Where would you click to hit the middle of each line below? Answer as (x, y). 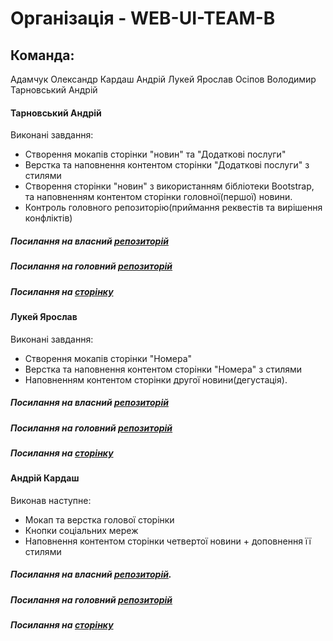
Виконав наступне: (51, 500)
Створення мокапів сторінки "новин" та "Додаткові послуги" (155, 154)
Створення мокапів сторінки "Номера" (108, 358)
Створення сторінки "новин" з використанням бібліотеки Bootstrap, (169, 186)
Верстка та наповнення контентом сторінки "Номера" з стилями (163, 369)
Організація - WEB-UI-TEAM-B (143, 18)
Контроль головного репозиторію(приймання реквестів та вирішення (173, 208)
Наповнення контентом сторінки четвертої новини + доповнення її (168, 541)
